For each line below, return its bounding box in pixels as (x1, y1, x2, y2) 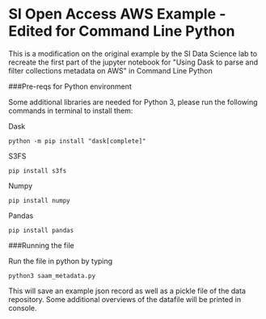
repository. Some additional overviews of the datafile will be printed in (8, 294, 241, 304)
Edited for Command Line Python (8, 22, 235, 40)
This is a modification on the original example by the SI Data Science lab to (8, 48, 257, 58)
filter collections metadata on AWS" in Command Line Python (8, 65, 213, 75)
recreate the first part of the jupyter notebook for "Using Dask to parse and (8, 57, 259, 67)
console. (8, 303, 38, 313)
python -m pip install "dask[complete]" (8, 136, 147, 145)
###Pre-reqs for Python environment (8, 82, 132, 91)
